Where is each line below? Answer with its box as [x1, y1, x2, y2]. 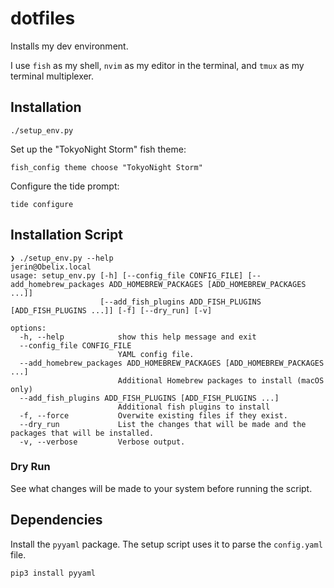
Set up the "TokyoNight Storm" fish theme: [10, 143, 187, 155]
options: [10, 323, 47, 333]
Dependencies [10, 512, 103, 529]
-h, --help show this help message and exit [19, 332, 257, 342]
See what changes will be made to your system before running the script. [10, 482, 313, 494]
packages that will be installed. [10, 428, 155, 438]
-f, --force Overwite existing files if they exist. [19, 410, 288, 421]
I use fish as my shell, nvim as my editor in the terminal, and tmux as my [10, 59, 305, 71]
